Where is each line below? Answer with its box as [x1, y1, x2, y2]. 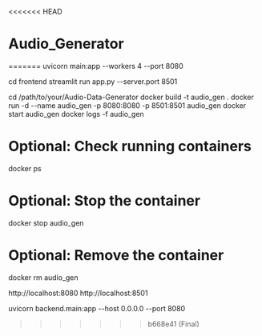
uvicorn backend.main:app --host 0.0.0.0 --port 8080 [8, 303, 186, 313]
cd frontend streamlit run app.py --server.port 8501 [8, 76, 178, 86]
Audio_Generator [8, 35, 124, 53]
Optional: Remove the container [8, 246, 224, 264]
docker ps [8, 163, 42, 173]
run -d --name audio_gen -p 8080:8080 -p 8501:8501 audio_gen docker [8, 100, 247, 110]
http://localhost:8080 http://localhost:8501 [8, 288, 148, 298]
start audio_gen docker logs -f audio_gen [8, 109, 144, 118]
